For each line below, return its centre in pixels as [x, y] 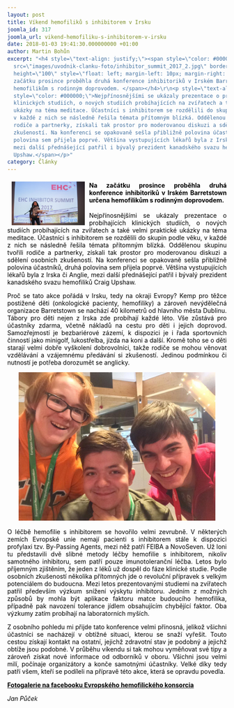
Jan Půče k [23, 699]
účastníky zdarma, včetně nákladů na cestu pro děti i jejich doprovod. [117, 325]
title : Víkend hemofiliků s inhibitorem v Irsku [79, 22]
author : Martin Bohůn [39, 52]
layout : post [26, 15]
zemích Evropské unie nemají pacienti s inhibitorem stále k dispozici [117, 539]
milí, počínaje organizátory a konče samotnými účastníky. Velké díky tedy [117, 664]
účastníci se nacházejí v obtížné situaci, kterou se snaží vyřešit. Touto [117, 635]
